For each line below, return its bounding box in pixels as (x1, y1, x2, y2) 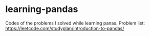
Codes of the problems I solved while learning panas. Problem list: (5, 20, 145, 26)
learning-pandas (5, 3, 78, 15)
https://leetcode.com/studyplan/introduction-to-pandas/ (5, 25, 124, 31)
